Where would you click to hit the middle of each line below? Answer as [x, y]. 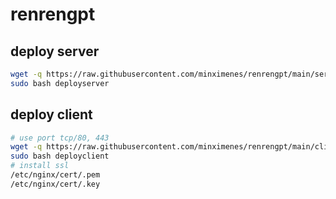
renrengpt [53, 14]
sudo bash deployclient [60, 156]
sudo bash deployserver [60, 83]
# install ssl [40, 166]
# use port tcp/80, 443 [60, 138]
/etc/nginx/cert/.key [55, 184]
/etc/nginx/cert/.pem [55, 175]
